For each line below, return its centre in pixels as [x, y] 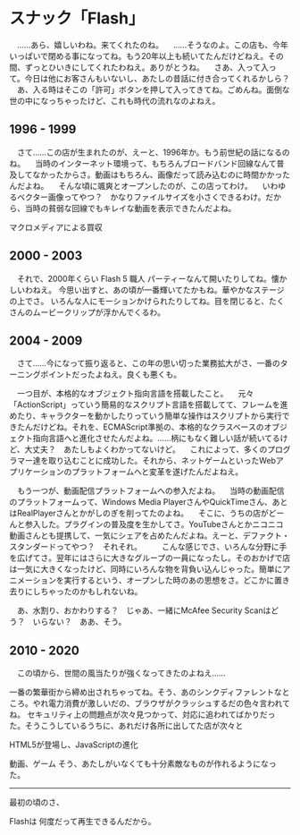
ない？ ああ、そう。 [87, 622]
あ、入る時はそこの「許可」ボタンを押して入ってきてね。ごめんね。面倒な [153, 89]
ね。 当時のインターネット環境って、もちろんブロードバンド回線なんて [143, 163]
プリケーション [37, 472]
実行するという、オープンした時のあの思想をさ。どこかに [169, 580]
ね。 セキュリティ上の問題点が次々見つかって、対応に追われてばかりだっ [142, 715]
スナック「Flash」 [77, 18]
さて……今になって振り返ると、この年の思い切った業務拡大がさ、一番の [148, 363]
